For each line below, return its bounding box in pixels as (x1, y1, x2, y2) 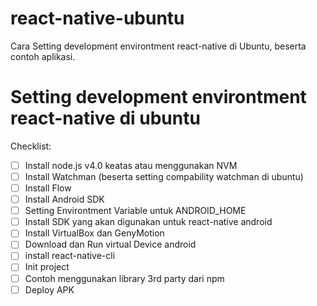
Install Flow (24, 182, 72, 194)
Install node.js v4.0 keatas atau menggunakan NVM (24, 159, 238, 171)
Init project (24, 261, 70, 273)
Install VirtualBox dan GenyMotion (24, 227, 165, 239)
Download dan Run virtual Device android (24, 238, 197, 251)
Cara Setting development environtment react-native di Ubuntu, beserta (10, 40, 307, 52)
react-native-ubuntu (10, 7, 185, 30)
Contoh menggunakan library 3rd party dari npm (24, 272, 225, 284)
